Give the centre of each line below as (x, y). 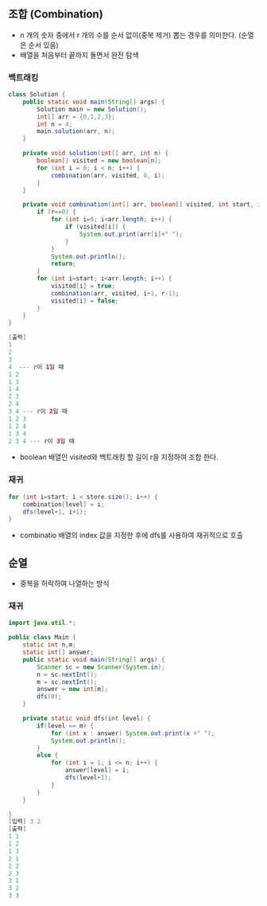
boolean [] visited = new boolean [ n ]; (99, 161)
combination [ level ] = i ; (64, 504)
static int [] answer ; (58, 652)
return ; (64, 264)
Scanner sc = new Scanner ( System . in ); (101, 667)
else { (48, 756)
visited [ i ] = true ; (83, 286)
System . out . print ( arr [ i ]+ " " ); (131, 234)
